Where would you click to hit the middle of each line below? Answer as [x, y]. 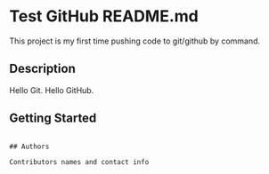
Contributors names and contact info [79, 162]
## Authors [29, 146]
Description [42, 69]
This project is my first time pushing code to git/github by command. [135, 41]
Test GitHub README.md [104, 16]
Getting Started [53, 119]
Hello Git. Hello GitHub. [52, 90]
